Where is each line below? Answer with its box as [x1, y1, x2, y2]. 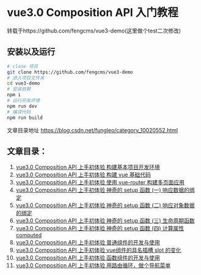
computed [15, 232, 42, 239]
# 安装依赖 [7, 86, 31, 92]
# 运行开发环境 [7, 97, 40, 104]
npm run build [7, 115, 43, 121]
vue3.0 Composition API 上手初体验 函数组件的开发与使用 [15, 254, 161, 262]
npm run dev [7, 103, 37, 109]
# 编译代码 [7, 108, 31, 115]
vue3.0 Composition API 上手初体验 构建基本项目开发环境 [15, 164, 161, 171]
